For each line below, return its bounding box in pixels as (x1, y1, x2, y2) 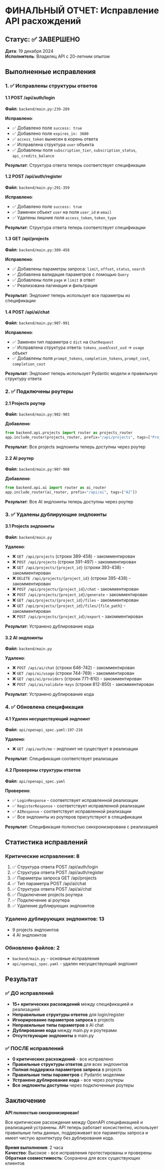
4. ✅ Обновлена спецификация (5, 704, 84, 711)
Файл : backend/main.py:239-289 (5, 106, 70, 112)
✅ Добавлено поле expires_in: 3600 (12, 130, 89, 136)
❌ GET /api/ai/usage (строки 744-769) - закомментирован (12, 670, 135, 676)
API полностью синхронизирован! (5, 1109, 80, 1115)
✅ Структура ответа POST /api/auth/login (12, 864, 98, 870)
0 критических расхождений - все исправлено (12, 1056, 114, 1062)
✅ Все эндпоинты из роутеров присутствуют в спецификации (12, 814, 142, 820)
